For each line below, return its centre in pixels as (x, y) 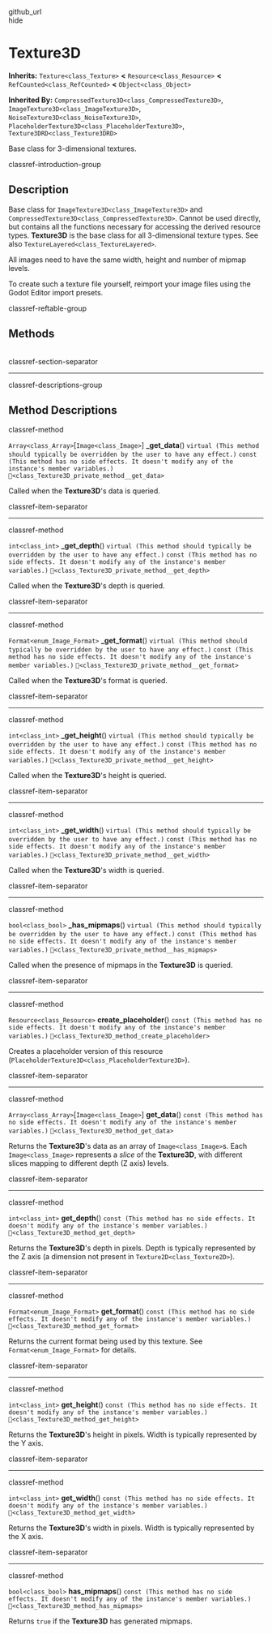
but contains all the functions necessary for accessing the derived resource (134, 226)
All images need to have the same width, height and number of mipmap (127, 260)
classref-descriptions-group (55, 385)
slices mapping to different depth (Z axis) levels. (89, 1163)
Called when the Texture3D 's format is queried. (88, 681)
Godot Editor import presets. (56, 292)
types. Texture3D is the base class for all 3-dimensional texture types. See (134, 235)
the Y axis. (26, 1443)
